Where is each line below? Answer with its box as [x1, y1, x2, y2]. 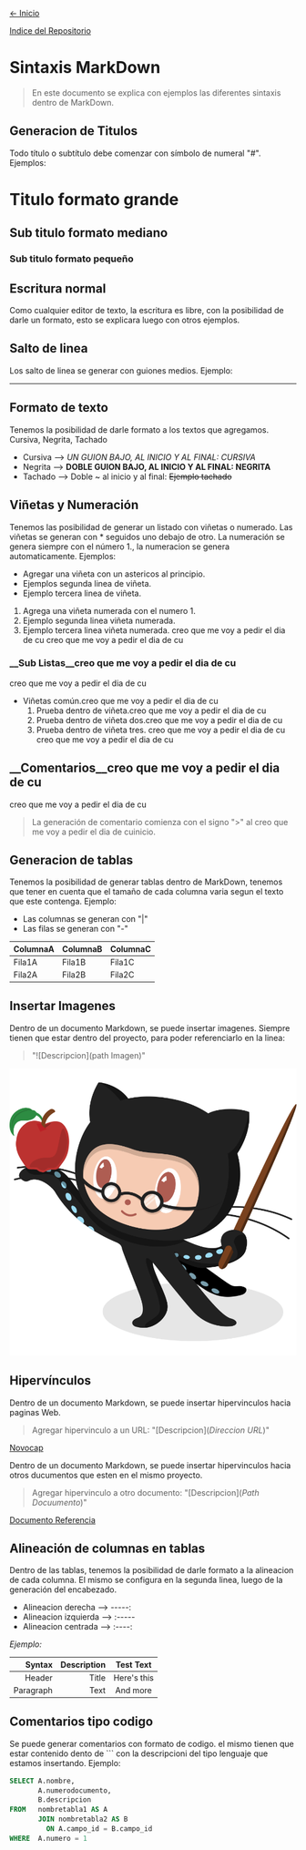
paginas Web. [9, 1406, 61, 1417]
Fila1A [13, 956, 38, 968]
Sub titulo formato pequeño [9, 252, 134, 265]
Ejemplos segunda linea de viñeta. [22, 577, 152, 588]
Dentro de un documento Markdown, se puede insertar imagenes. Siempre [9, 1022, 291, 1033]
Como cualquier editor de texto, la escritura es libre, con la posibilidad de [9, 305, 284, 316]
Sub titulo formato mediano [9, 225, 168, 240]
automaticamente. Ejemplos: [9, 550, 117, 561]
